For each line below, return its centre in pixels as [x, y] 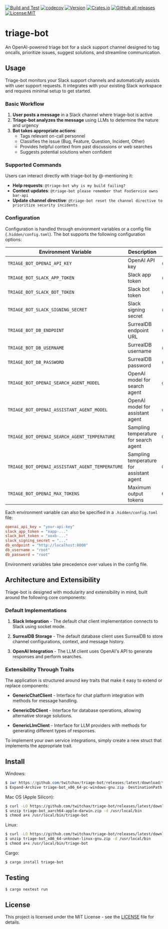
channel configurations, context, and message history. [68, 641]
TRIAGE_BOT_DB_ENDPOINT [36, 330]
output [135, 494]
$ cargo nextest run [27, 889]
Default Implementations [36, 610]
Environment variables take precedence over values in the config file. [76, 564]
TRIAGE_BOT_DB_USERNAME [36, 348]
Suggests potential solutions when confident [66, 152]
